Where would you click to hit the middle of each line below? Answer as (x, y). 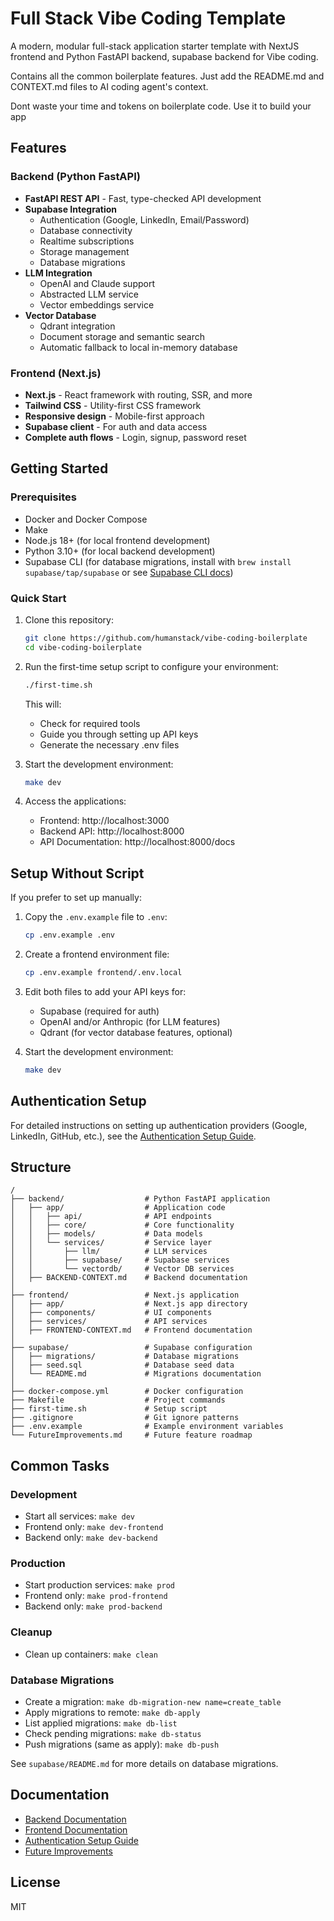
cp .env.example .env (69, 935)
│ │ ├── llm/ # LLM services (109, 1252)
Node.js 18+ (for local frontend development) (117, 540)
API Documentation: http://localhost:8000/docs (137, 842)
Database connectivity (86, 230)
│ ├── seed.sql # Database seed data (122, 1365)
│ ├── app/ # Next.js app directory (129, 1304)
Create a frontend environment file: (97, 954)
